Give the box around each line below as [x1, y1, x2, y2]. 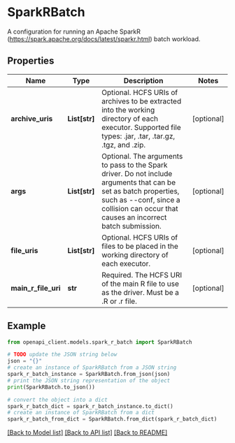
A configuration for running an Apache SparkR [7, 27, 141, 36]
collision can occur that [101, 203, 178, 213]
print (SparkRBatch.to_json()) [7, 384, 96, 391]
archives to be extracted [101, 96, 182, 106]
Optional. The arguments [101, 151, 183, 161]
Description [123, 75, 164, 85]
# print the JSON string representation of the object [7, 377, 171, 384]
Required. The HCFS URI [101, 270, 183, 279]
